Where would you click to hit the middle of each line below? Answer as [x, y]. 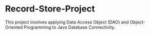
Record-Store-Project [50, 9]
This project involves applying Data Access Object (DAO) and [67, 22]
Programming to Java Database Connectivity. [70, 27]
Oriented [14, 27]
